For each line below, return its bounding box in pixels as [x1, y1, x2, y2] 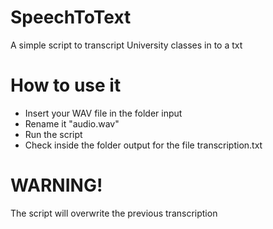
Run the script [24, 128, 83, 140]
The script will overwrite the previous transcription [10, 207, 218, 219]
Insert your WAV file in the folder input [24, 107, 183, 119]
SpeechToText [10, 6, 132, 29]
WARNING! [10, 174, 103, 197]
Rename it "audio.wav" [24, 117, 120, 130]
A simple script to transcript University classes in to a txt [10, 39, 243, 51]
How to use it [10, 74, 122, 97]
